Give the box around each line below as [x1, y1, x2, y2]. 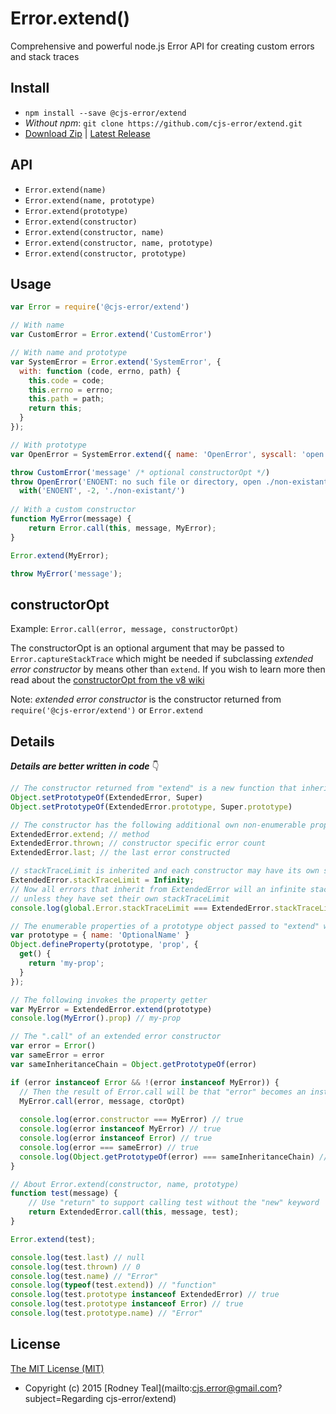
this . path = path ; [28, 394, 105, 404]
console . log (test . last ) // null [10, 1252, 145, 1262]
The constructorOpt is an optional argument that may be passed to [10, 642, 285, 654]
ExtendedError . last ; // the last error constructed [10, 848, 230, 858]
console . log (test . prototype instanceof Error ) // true [10, 1299, 244, 1309]
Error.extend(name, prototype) [24, 195, 156, 206]
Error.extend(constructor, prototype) [24, 248, 187, 259]
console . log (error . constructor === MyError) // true [19, 1115, 244, 1125]
